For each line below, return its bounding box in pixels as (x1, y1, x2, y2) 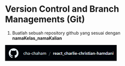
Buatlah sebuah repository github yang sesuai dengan (12, 30, 121, 36)
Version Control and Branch (5, 3, 119, 15)
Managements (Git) (5, 14, 85, 25)
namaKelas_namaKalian (12, 35, 62, 41)
